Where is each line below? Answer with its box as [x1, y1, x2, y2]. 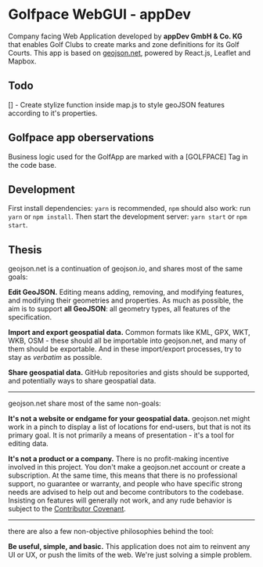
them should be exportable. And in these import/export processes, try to [8, 344, 242, 354]
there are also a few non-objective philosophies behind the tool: [8, 527, 214, 536]
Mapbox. [8, 56, 37, 66]
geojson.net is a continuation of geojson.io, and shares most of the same [8, 264, 243, 274]
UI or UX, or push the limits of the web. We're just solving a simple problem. [8, 551, 252, 560]
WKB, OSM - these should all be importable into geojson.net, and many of [8, 336, 247, 346]
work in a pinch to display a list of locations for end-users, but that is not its [8, 422, 251, 432]
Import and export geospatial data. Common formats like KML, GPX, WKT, [8, 328, 250, 337]
